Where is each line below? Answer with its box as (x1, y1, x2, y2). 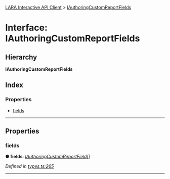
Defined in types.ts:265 (5, 163, 54, 169)
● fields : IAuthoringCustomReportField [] (5, 154, 90, 160)
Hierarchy (5, 53, 37, 61)
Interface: (5, 22, 48, 33)
